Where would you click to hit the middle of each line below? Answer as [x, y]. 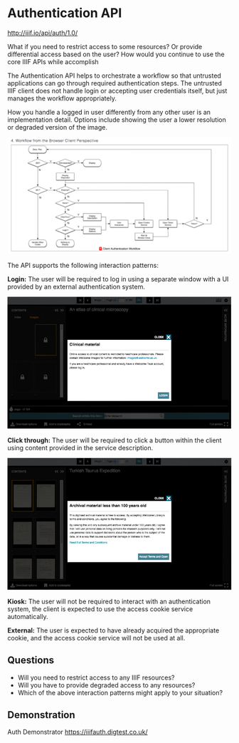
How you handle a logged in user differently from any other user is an [109, 112]
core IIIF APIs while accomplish [53, 61]
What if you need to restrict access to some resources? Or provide [105, 46]
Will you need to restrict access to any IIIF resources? [96, 677]
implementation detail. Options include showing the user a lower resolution [117, 120]
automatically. [28, 616]
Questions [31, 660]
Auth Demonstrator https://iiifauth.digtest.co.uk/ [78, 732]
